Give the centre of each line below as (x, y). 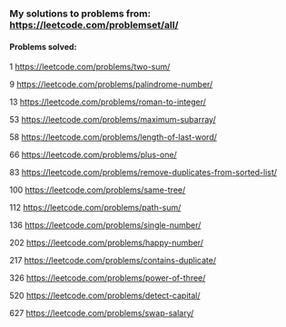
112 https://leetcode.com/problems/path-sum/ (95, 208)
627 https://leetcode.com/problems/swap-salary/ (102, 313)
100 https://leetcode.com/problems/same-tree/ (98, 190)
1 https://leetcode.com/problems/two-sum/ (90, 67)
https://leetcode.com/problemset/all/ (94, 25)
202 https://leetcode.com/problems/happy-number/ (107, 243)
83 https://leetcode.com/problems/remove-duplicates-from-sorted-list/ (143, 173)
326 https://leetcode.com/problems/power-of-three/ (108, 278)
